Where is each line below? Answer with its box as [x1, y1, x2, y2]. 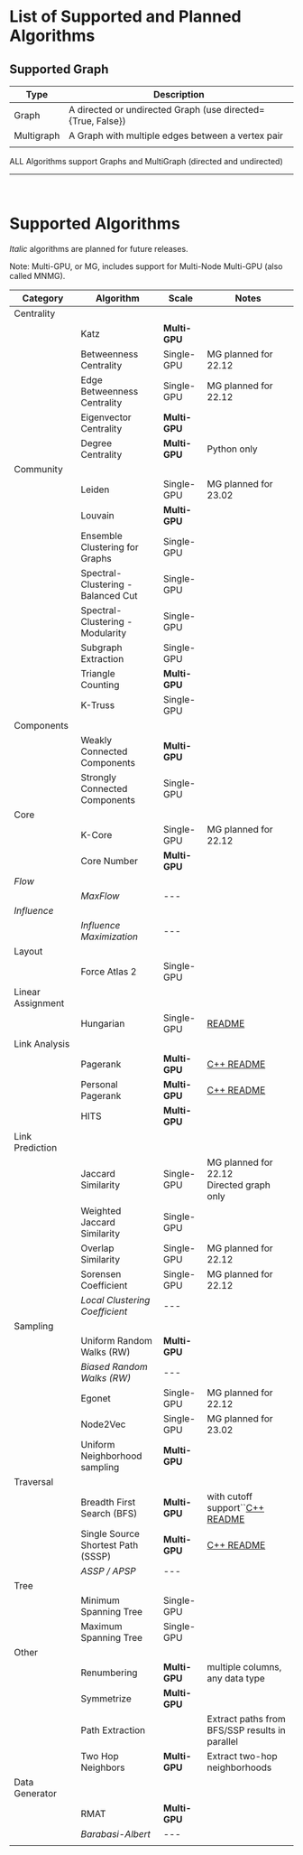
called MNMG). [9, 270, 66, 281]
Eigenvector [80, 411, 133, 424]
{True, [69, 115, 95, 127]
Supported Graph [9, 61, 109, 77]
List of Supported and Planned [9, 6, 242, 27]
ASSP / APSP [80, 1564, 137, 1577]
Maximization [80, 930, 138, 943]
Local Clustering [80, 1293, 151, 1306]
